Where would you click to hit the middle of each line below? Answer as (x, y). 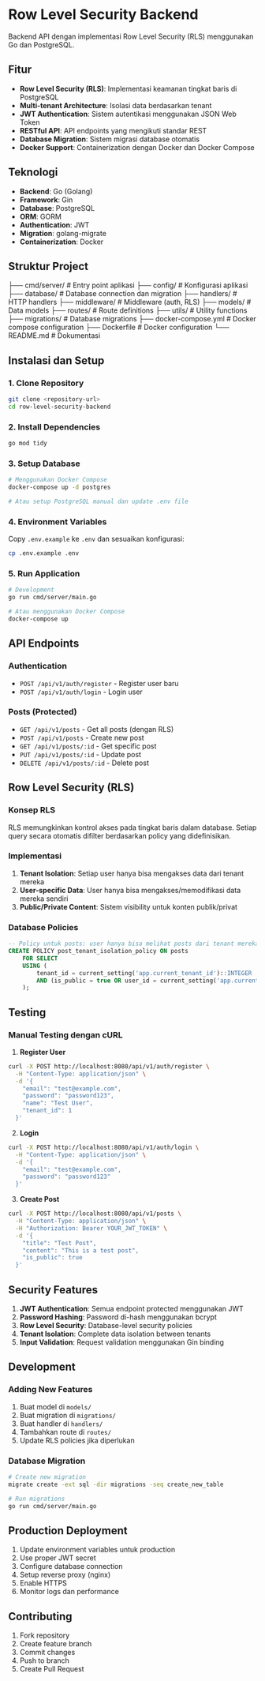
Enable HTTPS (43, 1583)
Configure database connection (71, 1567)
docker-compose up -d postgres (60, 487)
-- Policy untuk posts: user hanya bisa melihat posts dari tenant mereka (134, 944)
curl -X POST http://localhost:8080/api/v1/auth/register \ (109, 1066)
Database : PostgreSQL (57, 208)
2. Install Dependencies (54, 426)
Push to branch (44, 1660)
